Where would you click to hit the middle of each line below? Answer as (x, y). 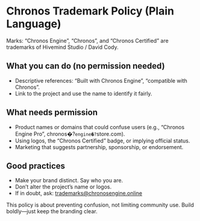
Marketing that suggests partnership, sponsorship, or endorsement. (99, 147)
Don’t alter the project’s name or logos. (63, 187)
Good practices (36, 166)
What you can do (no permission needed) (86, 66)
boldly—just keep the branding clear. (52, 211)
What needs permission (52, 113)
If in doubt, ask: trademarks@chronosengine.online (79, 193)
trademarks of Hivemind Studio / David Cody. (62, 47)
